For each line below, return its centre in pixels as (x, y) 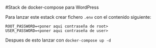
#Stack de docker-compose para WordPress (52, 7)
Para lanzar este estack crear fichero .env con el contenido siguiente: (78, 17)
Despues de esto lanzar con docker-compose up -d (58, 40)
